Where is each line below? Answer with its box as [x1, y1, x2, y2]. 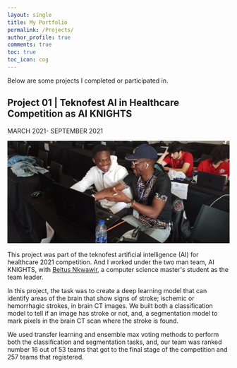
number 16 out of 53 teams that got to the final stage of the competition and [7, 345, 228, 353]
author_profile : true [7, 34, 71, 41]
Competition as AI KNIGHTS [7, 108, 133, 120]
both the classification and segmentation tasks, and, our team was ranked [7, 338, 222, 346]
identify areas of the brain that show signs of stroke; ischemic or [7, 294, 195, 302]
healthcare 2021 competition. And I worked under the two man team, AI [7, 258, 215, 266]
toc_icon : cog [7, 57, 49, 64]
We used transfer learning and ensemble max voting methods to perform [7, 331, 219, 338]
